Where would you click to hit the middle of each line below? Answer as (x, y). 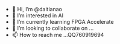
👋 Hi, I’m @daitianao (37, 9)
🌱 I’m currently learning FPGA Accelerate (63, 22)
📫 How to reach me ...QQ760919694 (58, 35)
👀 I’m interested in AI (38, 15)
